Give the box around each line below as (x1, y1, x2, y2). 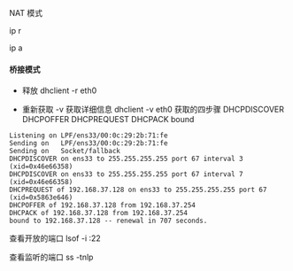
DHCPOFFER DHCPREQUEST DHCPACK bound (21, 114, 195, 125)
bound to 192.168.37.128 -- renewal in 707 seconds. (9, 216, 208, 226)
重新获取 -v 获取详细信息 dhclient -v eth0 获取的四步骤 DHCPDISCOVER (21, 105, 285, 115)
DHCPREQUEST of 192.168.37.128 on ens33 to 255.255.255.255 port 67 (9, 185, 267, 195)
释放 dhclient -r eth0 (21, 85, 97, 96)
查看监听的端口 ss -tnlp (9, 252, 94, 263)
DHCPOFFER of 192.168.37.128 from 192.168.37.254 (9, 201, 197, 210)
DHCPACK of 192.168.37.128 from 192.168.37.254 (9, 209, 189, 218)
